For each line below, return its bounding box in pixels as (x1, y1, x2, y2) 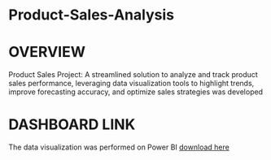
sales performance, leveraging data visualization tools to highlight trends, (8, 79, 255, 89)
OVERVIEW (8, 43, 86, 62)
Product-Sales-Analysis (8, 6, 175, 24)
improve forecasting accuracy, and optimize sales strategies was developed (8, 87, 263, 97)
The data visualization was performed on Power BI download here (8, 142, 229, 152)
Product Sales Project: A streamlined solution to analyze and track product (8, 70, 258, 80)
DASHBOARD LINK (8, 115, 136, 134)
